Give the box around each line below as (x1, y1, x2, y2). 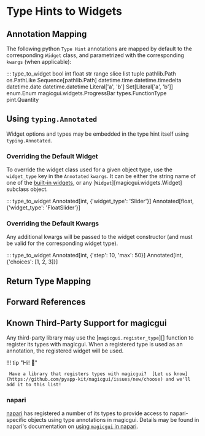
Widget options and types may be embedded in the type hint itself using (6, 130, 189, 138)
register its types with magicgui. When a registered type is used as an (6, 341, 183, 348)
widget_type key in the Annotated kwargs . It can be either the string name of (6, 173, 196, 180)
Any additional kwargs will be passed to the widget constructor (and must (6, 233, 193, 241)
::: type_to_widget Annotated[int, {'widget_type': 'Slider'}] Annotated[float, (6, 198, 195, 205)
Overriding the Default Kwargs (6, 219, 99, 228)
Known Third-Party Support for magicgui (6, 317, 167, 328)
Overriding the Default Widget (6, 152, 98, 160)
